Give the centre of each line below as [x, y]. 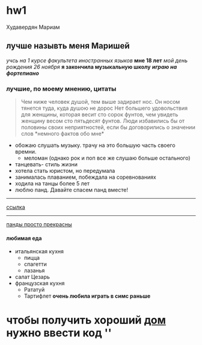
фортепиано [23, 73]
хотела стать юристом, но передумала [65, 171]
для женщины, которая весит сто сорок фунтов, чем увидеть [99, 115]
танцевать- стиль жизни [46, 164]
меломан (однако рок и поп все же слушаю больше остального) [107, 158]
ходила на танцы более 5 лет [52, 184]
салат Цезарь [32, 277]
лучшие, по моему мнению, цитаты [61, 89]
